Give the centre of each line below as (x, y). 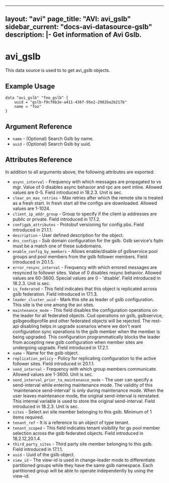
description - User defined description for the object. (68, 235)
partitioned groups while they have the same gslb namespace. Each (83, 465)
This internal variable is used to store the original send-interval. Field (83, 401)
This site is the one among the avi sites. (53, 305)
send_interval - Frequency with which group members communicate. (85, 369)
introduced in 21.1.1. (32, 230)
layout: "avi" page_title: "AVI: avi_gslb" (68, 19)
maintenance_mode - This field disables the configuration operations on (85, 310)
